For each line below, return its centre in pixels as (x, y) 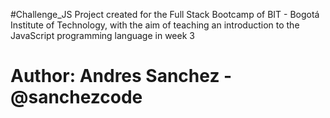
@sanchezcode (76, 97)
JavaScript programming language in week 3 (102, 35)
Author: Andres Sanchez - (121, 76)
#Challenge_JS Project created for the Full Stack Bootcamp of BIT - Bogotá (165, 14)
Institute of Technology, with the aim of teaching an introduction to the (155, 25)
